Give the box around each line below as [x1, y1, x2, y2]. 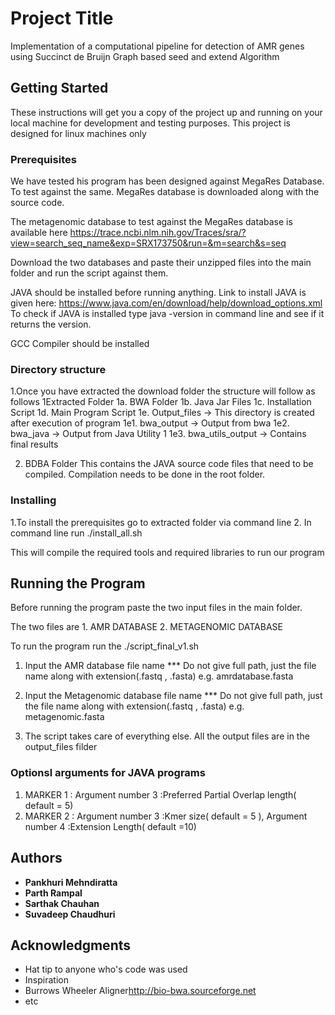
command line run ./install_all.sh [10, 527, 143, 539]
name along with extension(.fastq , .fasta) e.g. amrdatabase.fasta [24, 670, 294, 682]
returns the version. [10, 318, 92, 331]
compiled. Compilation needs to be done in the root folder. [24, 468, 266, 481]
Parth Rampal [24, 887, 83, 899]
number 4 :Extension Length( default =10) [24, 820, 197, 832]
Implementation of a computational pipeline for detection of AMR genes [10, 40, 305, 52]
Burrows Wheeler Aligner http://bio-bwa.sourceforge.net [24, 985, 257, 997]
